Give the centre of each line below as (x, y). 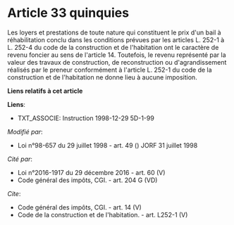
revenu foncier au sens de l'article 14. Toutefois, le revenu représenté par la (117, 55)
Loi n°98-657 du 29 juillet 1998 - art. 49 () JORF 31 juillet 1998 (107, 145)
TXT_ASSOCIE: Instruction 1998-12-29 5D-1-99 (86, 118)
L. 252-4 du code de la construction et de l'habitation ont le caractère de (113, 47)
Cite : (14, 193)
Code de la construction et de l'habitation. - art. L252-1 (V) (103, 214)
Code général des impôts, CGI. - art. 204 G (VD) (87, 180)
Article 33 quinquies (68, 13)
